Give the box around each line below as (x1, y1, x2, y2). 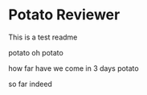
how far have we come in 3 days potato (8, 63, 139, 73)
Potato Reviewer (8, 6, 120, 24)
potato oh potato (8, 47, 64, 57)
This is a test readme (8, 32, 78, 42)
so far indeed (8, 79, 52, 89)
